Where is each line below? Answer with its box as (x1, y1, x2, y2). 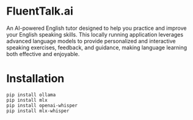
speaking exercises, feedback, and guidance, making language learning (6, 44, 188, 51)
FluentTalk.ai (6, 4, 73, 18)
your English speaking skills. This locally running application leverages (6, 30, 184, 38)
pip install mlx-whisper (6, 108, 70, 114)
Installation (6, 72, 65, 86)
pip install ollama (6, 91, 56, 98)
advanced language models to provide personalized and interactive (6, 37, 176, 44)
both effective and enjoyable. (6, 50, 80, 57)
